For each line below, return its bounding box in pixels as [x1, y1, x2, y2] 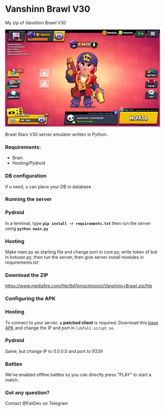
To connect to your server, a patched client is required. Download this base [5, 319, 159, 325]
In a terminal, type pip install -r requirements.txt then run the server [5, 220, 151, 226]
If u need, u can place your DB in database [5, 184, 91, 190]
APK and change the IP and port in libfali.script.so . [5, 325, 115, 331]
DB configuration [5, 172, 47, 179]
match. [5, 377, 19, 383]
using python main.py [5, 225, 49, 231]
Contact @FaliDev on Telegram [5, 400, 68, 407]
